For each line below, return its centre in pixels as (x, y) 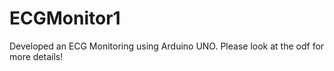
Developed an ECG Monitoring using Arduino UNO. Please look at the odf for (167, 46)
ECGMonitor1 (65, 18)
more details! (36, 56)
